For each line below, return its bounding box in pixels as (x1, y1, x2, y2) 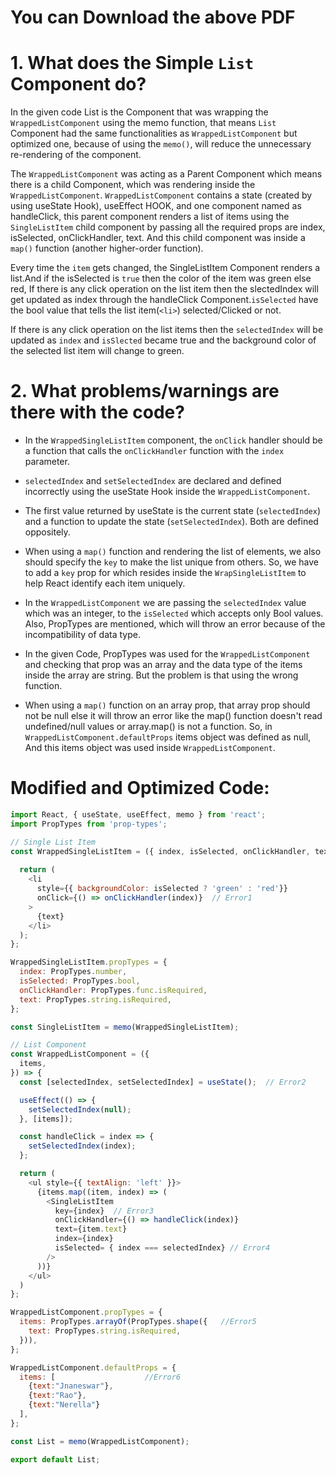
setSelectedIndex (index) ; (28, 1141, 137, 1151)
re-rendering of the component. (10, 149, 142, 161)
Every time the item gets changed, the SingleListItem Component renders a (10, 262, 321, 274)
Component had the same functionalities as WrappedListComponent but (10, 127, 298, 140)
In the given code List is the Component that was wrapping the (10, 106, 269, 118)
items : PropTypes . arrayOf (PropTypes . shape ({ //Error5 (19, 1317, 257, 1327)
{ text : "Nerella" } (28, 1400, 101, 1410)
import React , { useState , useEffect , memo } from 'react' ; (10, 810, 267, 820)
